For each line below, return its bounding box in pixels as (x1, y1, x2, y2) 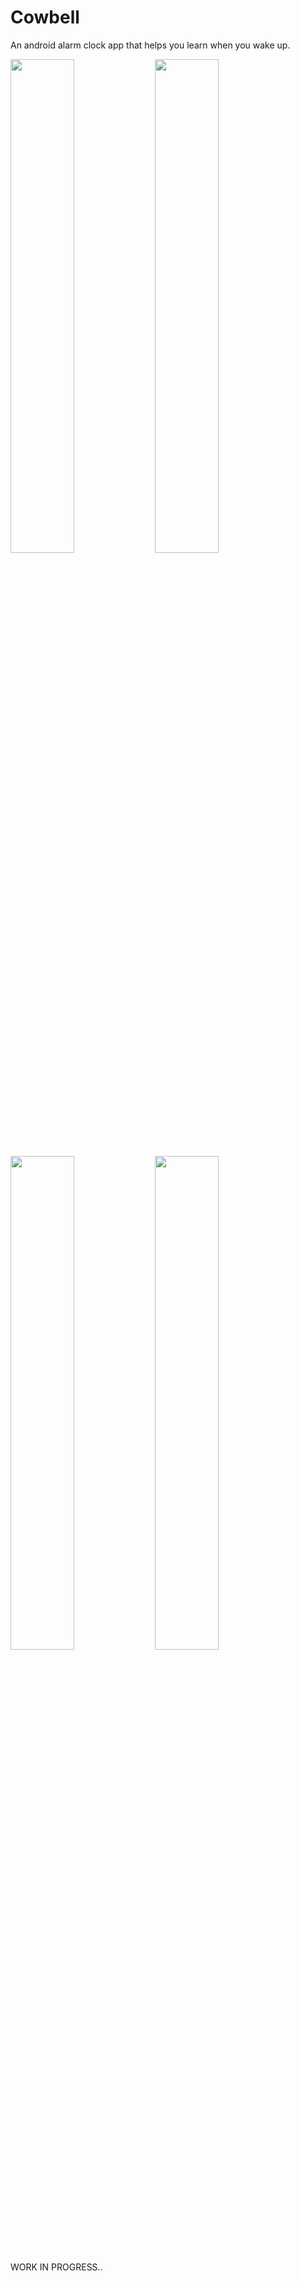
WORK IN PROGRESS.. (10, 2261, 103, 2273)
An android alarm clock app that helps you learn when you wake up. (10, 39, 291, 51)
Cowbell (10, 6, 80, 29)
